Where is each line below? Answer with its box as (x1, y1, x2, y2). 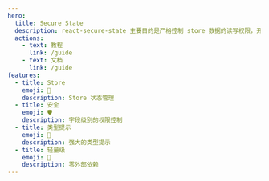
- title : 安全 (14, 101, 59, 109)
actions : (14, 34, 44, 42)
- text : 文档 (22, 57, 63, 65)
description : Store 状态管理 (22, 94, 115, 102)
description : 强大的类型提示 (22, 138, 111, 147)
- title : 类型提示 (14, 123, 71, 131)
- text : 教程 (22, 42, 63, 50)
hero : (7, 11, 26, 20)
